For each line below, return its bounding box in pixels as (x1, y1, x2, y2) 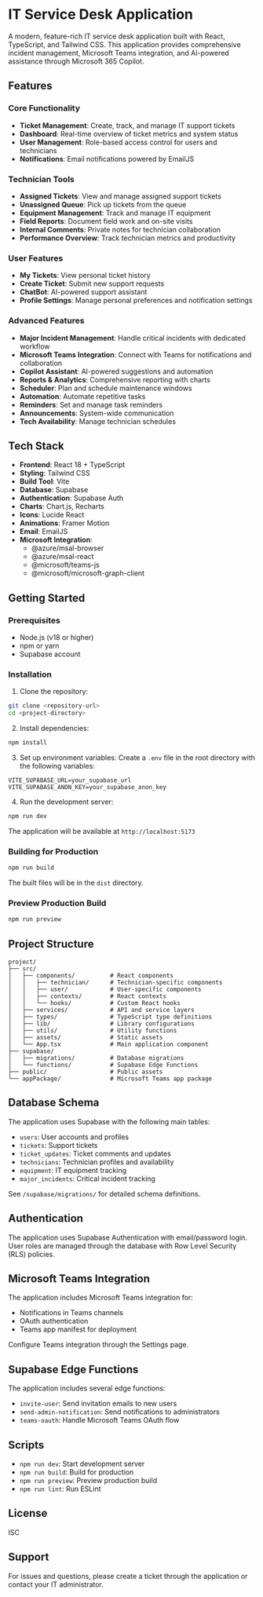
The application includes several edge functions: (8, 1383, 166, 1393)
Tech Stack (8, 439, 64, 452)
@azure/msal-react (31, 552, 94, 561)
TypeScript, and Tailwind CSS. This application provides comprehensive (8, 39, 241, 49)
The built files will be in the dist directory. (8, 878, 144, 887)
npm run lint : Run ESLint (19, 1484, 101, 1493)
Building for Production (8, 846, 99, 857)
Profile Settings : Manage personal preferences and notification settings (19, 296, 253, 305)
